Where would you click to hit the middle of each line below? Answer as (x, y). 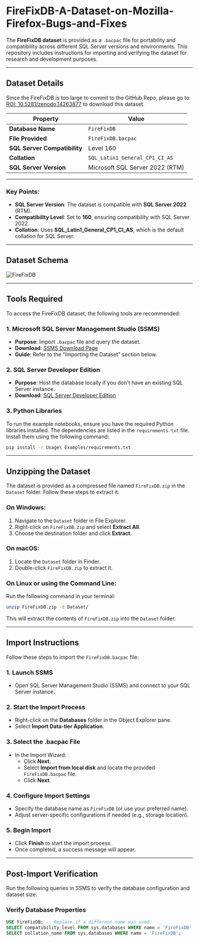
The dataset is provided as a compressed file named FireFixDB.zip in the (96, 486)
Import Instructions (43, 643)
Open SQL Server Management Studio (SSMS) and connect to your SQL (102, 686)
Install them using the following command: (58, 436)
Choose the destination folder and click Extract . (73, 533)
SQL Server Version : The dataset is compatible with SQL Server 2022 (100, 205)
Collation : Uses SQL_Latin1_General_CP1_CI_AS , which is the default (99, 230)
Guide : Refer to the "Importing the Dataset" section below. (86, 354)
